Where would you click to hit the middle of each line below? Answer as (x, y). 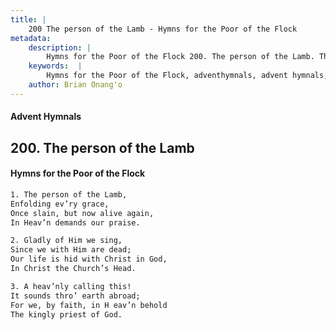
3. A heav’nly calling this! (71, 286)
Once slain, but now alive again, (82, 213)
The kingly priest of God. (66, 314)
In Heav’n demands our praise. (75, 222)
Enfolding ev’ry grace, (60, 204)
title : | (28, 19)
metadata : (31, 38)
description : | (60, 47)
